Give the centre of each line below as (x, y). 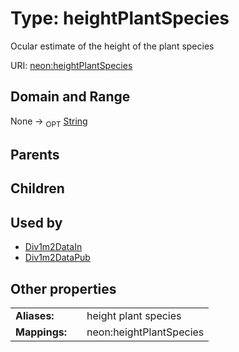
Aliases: (35, 315)
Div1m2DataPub (57, 258)
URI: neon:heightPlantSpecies (71, 65)
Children (37, 188)
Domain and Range (70, 97)
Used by (36, 222)
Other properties (63, 288)
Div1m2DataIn (53, 247)
